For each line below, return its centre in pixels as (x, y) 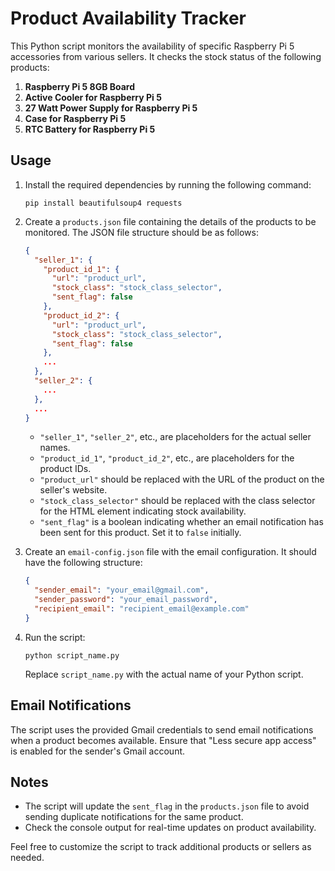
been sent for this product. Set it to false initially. (140, 533)
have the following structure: (83, 563)
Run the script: (55, 637)
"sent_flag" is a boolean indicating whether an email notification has (181, 522)
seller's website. (73, 490)
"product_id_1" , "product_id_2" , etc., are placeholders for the (167, 458)
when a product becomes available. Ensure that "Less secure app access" (163, 740)
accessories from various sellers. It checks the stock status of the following (166, 56)
